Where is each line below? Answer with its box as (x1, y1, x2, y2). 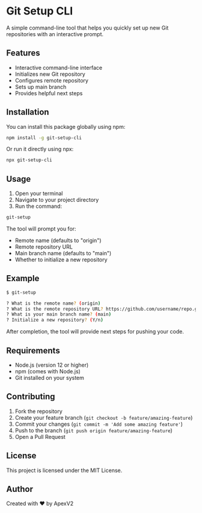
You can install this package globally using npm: (6, 123, 126, 130)
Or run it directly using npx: (6, 146, 74, 153)
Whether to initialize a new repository (14, 256, 108, 263)
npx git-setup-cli (6, 157, 52, 163)
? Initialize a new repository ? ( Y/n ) (6, 317, 103, 323)
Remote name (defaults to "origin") (14, 237, 102, 244)
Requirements (6, 345, 60, 356)
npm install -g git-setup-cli (6, 134, 82, 141)
